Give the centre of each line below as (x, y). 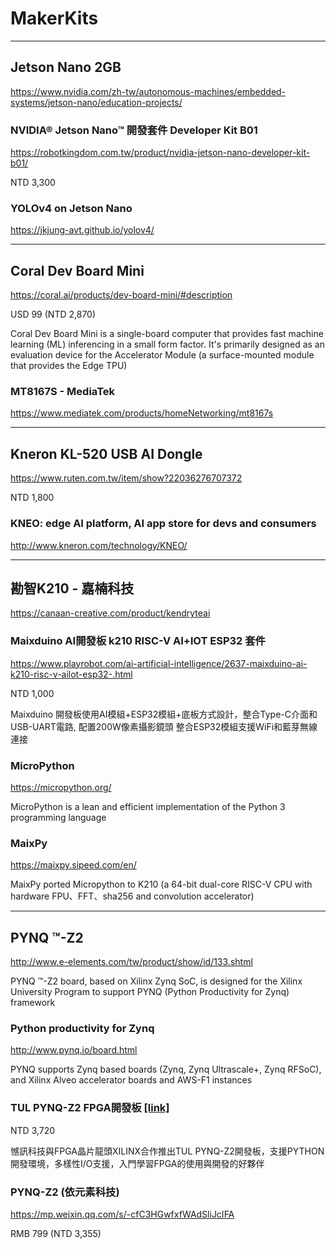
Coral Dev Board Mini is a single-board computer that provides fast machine (167, 334)
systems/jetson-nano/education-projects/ (96, 102)
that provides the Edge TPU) (69, 366)
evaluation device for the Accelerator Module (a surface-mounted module (162, 355)
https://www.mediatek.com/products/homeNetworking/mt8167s (142, 413)
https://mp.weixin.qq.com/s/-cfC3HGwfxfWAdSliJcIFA (122, 1214)
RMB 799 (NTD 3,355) (56, 1233)
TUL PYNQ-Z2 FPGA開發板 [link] (90, 1108)
